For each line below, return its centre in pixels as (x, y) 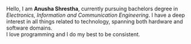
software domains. (29, 28)
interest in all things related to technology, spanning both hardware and (95, 21)
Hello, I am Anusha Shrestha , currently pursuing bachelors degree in (92, 9)
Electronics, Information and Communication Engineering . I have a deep (96, 15)
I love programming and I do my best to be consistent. (73, 34)
